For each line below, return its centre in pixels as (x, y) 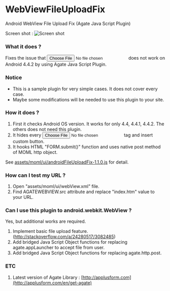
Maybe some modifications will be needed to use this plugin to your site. (88, 99)
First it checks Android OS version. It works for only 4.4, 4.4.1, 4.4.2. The (88, 124)
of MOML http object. (35, 152)
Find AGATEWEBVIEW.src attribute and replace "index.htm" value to (83, 192)
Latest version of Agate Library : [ (48, 277)
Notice (14, 77)
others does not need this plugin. (47, 129)
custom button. (28, 141)
